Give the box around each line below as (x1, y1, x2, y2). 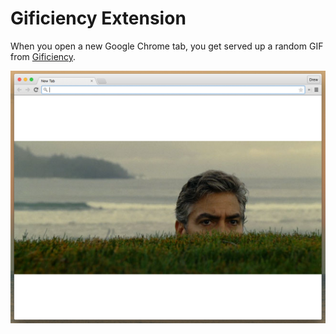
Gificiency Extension (10, 7, 187, 30)
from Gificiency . (10, 50, 77, 62)
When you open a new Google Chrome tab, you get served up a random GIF (10, 40, 324, 52)
